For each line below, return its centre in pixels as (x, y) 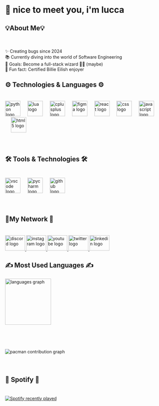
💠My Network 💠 (29, 219)
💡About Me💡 (25, 28)
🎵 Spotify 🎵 (22, 380)
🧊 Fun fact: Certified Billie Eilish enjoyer (45, 69)
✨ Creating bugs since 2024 (34, 51)
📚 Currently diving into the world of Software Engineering (64, 57)
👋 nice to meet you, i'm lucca (65, 10)
